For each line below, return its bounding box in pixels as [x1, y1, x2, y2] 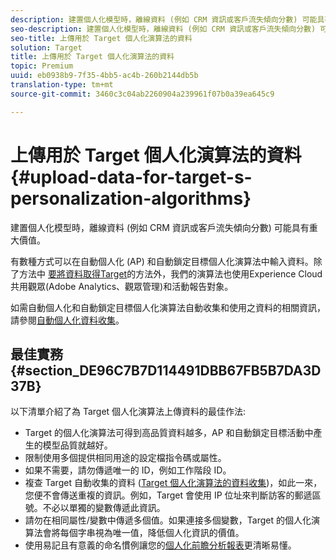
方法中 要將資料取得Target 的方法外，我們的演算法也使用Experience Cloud [18, 267, 323, 280]
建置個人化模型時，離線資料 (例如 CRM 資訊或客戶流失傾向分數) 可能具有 [10, 221, 310, 233]
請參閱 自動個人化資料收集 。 [10, 314, 125, 326]
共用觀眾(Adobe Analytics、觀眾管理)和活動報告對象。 [10, 280, 234, 292]
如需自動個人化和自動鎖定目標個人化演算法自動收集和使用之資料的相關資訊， [10, 301, 326, 313]
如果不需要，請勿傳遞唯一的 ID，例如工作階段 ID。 [24, 464, 232, 476]
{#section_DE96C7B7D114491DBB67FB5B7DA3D [10, 362, 322, 379]
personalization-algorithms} [10, 187, 252, 210]
